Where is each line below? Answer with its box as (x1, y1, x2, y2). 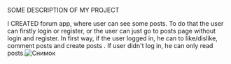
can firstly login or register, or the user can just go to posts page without (7, 27, 216, 35)
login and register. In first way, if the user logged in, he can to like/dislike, (7, 34, 218, 42)
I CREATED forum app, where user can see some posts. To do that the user (7, 19, 224, 27)
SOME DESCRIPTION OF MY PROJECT (7, 6, 120, 14)
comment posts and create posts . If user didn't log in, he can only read (7, 42, 213, 49)
